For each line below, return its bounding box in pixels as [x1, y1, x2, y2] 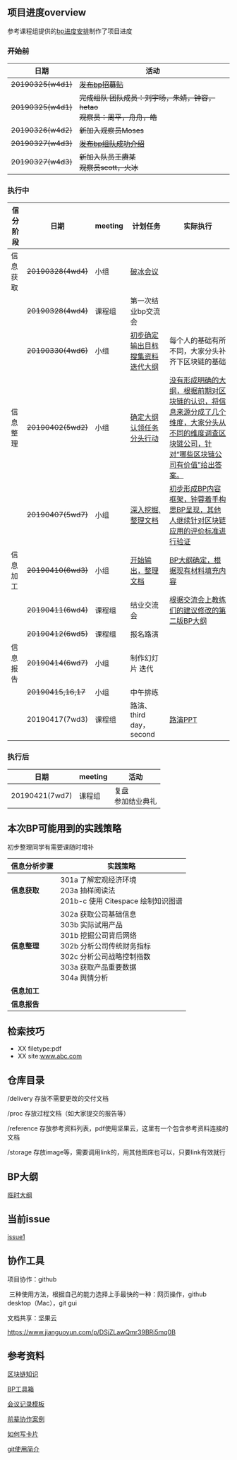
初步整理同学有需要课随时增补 [7, 843, 94, 851]
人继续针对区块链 [169, 516, 226, 526]
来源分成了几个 [176, 407, 226, 417]
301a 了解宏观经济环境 [60, 874, 137, 884]
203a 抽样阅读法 [60, 885, 116, 895]
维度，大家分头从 [169, 418, 226, 428]
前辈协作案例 [7, 1415, 44, 1423]
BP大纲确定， [169, 555, 214, 565]
